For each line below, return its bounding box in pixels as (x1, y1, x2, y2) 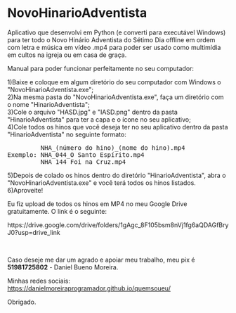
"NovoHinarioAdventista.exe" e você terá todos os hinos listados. (7, 178, 197, 187)
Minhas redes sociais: (7, 276, 70, 285)
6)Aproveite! (7, 186, 44, 194)
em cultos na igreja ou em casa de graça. (7, 51, 127, 59)
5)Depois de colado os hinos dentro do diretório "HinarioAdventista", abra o (7, 171, 226, 179)
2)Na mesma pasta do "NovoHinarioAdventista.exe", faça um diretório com (7, 93, 224, 101)
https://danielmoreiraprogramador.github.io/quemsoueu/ (7, 283, 171, 293)
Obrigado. (7, 298, 37, 306)
